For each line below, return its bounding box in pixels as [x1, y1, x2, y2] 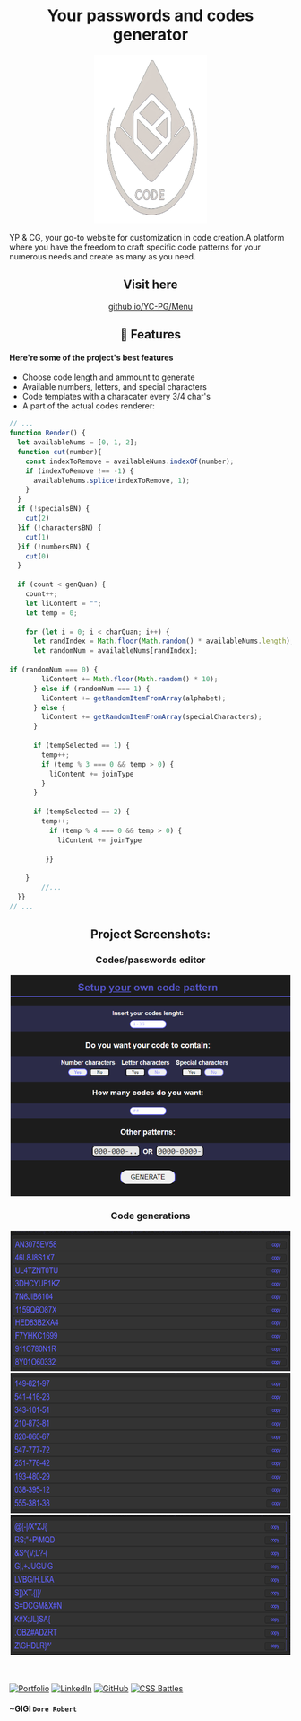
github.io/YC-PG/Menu [107, 301, 193, 312]
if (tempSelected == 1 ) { [32, 742, 130, 751]
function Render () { [9, 428, 87, 438]
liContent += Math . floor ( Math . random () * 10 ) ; [41, 674, 219, 683]
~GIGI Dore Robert [9, 1703, 78, 1715]
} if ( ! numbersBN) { [17, 542, 90, 551]
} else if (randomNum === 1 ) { [32, 684, 150, 693]
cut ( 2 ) [25, 514, 50, 523]
